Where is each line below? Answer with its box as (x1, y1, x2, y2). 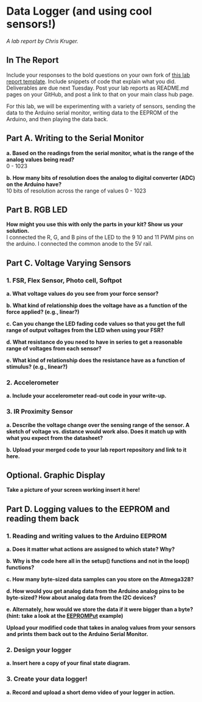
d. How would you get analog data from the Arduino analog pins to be (6, 587, 184, 595)
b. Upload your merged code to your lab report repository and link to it (6, 446, 187, 453)
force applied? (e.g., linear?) (6, 308, 80, 316)
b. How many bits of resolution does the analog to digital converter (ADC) (6, 174, 196, 181)
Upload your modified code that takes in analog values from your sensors (6, 624, 196, 631)
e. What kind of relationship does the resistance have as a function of (6, 356, 186, 364)
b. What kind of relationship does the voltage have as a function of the (6, 302, 187, 309)
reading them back (6, 513, 79, 523)
